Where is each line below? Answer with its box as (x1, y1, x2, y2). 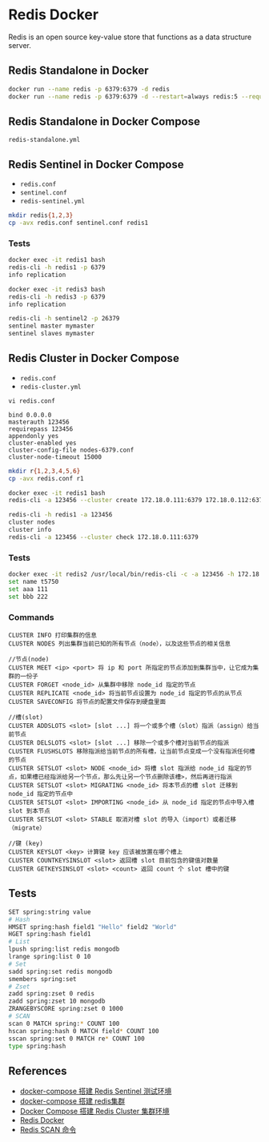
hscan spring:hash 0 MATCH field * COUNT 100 (8, 1027, 159, 1035)
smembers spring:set (8, 975, 78, 983)
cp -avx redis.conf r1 (8, 474, 84, 482)
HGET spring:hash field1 (8, 931, 91, 939)
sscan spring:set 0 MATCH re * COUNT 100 (8, 1035, 146, 1043)
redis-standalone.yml (8, 136, 81, 144)
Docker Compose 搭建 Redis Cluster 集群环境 (19, 1107, 170, 1116)
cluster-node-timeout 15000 (8, 452, 102, 461)
